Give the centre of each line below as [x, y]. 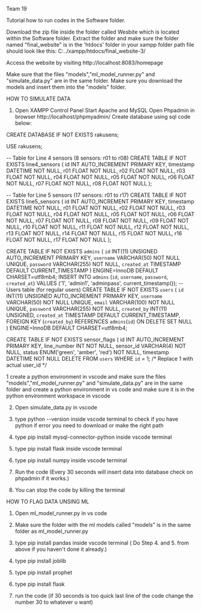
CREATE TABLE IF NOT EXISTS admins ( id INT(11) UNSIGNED [82, 251]
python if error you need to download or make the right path [89, 425]
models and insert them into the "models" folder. [66, 87]
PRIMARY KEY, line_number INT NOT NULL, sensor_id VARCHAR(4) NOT [96, 346]
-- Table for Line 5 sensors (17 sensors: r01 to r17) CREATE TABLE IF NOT [97, 195]
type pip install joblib [40, 561]
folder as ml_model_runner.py [52, 531]
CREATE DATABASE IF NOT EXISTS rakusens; [63, 135]
